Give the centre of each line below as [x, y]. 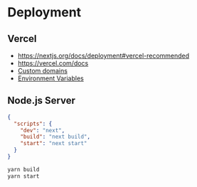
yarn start [23, 176]
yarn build [23, 169]
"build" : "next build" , [55, 137]
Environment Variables [50, 78]
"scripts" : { [33, 124]
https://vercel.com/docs [53, 63]
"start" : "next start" [54, 144]
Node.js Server [42, 101]
